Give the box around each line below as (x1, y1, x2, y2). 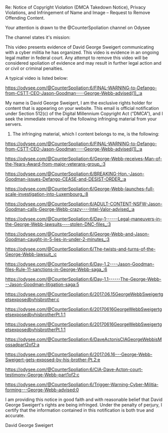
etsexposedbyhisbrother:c (5, 297, 60, 303)
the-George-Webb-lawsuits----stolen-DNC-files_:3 (5, 221, 111, 227)
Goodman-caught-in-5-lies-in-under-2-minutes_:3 (5, 236, 110, 242)
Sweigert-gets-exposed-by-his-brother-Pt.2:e (5, 357, 100, 363)
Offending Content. (5, 15, 45, 21)
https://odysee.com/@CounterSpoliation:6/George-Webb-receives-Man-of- (5, 156, 162, 162)
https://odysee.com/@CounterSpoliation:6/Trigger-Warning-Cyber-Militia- (5, 381, 159, 387)
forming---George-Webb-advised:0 (5, 387, 79, 393)
